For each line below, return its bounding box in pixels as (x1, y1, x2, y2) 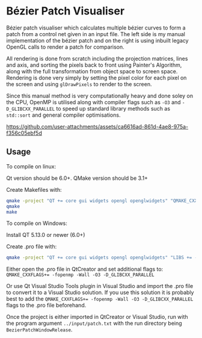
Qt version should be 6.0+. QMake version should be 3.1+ (6, 174, 148, 182)
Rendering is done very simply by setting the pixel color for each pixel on (6, 74, 187, 81)
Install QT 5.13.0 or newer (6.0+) (6, 232, 85, 239)
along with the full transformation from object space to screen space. (6, 67, 178, 75)
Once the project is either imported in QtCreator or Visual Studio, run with (6, 313, 188, 321)
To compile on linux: (6, 162, 56, 170)
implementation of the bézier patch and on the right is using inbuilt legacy (6, 37, 189, 44)
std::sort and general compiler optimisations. (6, 111, 121, 118)
